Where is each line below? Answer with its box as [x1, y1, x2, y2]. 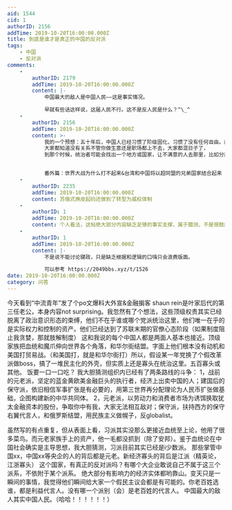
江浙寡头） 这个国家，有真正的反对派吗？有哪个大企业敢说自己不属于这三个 [7, 460, 221, 468]
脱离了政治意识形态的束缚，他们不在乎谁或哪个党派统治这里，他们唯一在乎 [7, 316, 219, 324]
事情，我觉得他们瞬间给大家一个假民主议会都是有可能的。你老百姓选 [25, 477, 219, 486]
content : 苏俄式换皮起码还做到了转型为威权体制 [32, 195, 153, 203]
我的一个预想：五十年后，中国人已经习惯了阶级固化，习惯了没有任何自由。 [43, 138, 224, 145]
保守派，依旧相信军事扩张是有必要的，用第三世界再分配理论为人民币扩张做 [7, 385, 219, 393]
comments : [7, 62, 36, 69]
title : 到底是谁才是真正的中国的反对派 [7, 36, 106, 43]
